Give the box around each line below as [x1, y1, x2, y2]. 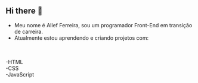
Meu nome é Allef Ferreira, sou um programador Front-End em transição [14, 21, 193, 28]
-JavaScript [5, 71, 35, 78]
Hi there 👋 [5, 6, 43, 16]
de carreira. [14, 28, 43, 35]
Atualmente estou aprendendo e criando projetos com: [14, 34, 149, 41]
